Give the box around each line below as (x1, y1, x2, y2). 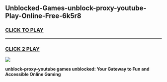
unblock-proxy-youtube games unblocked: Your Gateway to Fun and (5, 66, 150, 72)
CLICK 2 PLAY (5, 45, 40, 52)
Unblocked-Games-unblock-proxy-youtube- (5, 4, 147, 12)
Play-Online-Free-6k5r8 (5, 12, 82, 20)
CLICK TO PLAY (5, 27, 44, 34)
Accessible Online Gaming (5, 71, 61, 77)
